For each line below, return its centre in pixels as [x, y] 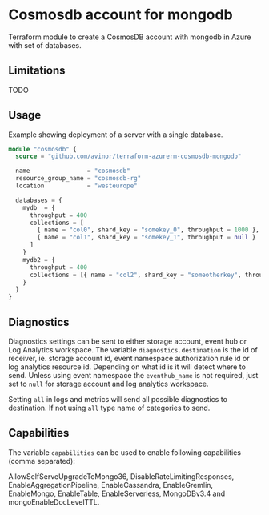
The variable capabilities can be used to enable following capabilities [125, 452]
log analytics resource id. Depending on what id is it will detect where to [127, 367]
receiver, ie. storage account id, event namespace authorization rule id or [129, 358]
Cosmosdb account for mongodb [121, 15]
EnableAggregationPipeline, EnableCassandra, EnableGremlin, [111, 485]
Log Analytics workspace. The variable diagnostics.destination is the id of [133, 350]
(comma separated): [42, 461]
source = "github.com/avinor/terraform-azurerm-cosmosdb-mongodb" [128, 157]
